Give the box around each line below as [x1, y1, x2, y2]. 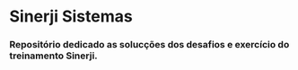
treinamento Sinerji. [9, 49, 99, 62]
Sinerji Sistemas [9, 6, 133, 27]
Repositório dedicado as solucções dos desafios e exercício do [9, 39, 290, 51]
